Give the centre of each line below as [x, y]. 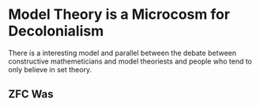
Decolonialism [56, 31]
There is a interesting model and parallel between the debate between [122, 53]
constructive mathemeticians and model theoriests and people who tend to [130, 61]
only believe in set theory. [50, 69]
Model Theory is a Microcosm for [119, 15]
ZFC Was [31, 95]
